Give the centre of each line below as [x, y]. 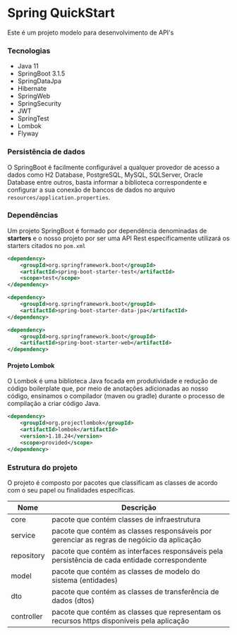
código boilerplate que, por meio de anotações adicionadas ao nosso [108, 388]
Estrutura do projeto [42, 467]
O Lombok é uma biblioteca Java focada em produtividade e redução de [113, 381]
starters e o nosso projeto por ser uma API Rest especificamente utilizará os [119, 238]
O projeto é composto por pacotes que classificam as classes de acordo [113, 482]
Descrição [139, 507]
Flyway [28, 134]
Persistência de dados [47, 152]
